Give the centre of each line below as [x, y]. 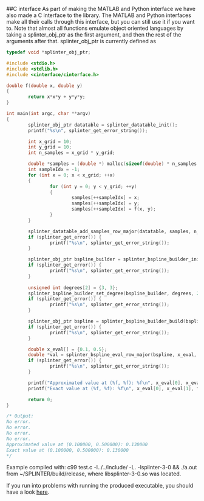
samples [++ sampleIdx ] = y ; [105, 203]
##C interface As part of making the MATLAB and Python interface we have [101, 9]
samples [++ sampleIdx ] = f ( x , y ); [114, 209]
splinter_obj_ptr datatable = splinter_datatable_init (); [103, 125]
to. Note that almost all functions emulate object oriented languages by [95, 28]
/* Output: [20, 416]
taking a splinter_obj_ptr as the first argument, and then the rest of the [94, 35]
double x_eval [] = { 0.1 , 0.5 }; [68, 349]
